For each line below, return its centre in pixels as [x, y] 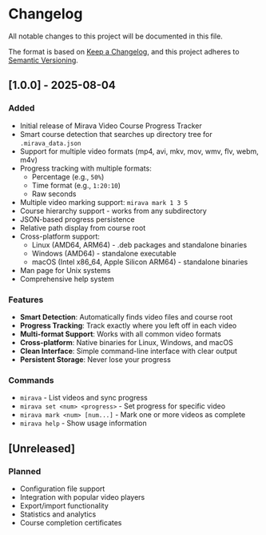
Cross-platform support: [60, 236]
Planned [25, 471]
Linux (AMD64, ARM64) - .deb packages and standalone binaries [139, 244]
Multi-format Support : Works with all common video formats [120, 334]
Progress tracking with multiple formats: [85, 168]
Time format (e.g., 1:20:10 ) [76, 185]
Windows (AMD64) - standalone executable [104, 253]
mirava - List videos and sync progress [83, 398]
